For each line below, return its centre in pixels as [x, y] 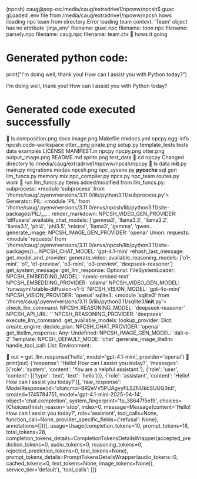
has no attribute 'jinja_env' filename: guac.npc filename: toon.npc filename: [97, 28]
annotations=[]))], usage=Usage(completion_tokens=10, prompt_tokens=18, [98, 425]
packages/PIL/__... [28, 214]
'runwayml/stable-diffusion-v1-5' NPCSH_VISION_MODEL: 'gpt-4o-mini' [94, 288]
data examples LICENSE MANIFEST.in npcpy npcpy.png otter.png [85, 151]
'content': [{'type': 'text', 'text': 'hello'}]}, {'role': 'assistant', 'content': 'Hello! [98, 375]
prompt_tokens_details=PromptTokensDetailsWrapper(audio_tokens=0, [92, 457]
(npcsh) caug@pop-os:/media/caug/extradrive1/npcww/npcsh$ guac [90, 9]
